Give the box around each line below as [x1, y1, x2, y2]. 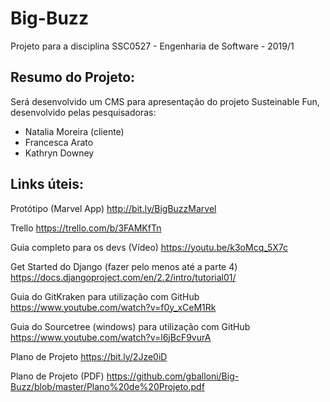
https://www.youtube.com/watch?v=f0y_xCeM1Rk [10, 301, 217, 313]
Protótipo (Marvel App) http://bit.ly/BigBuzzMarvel [10, 202, 217, 214]
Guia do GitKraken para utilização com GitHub [10, 290, 200, 302]
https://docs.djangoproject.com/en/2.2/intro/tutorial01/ [10, 271, 237, 283]
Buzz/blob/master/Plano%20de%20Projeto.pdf [10, 380, 205, 392]
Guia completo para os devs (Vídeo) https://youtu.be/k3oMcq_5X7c [10, 241, 289, 253]
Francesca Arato [24, 136, 94, 148]
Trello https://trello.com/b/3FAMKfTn [10, 222, 162, 234]
